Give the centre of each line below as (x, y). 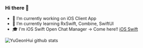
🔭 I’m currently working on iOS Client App (54, 19)
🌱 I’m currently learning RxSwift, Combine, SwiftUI (63, 24)
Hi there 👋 (17, 8)
